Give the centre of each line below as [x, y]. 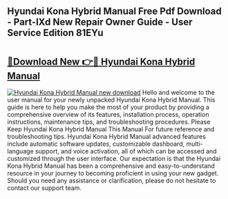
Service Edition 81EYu [55, 33]
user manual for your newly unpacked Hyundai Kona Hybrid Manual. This [111, 100]
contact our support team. [44, 188]
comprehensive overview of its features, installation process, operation [108, 114]
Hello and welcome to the [179, 92]
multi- [194, 144]
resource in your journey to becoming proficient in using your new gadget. [113, 173]
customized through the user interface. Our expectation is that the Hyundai [114, 159]
